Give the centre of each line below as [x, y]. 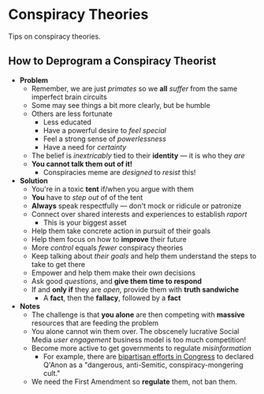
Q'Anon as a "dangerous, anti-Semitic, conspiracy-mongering [143, 365]
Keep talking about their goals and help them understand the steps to [144, 256]
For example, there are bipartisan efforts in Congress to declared [148, 356]
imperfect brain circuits [69, 97]
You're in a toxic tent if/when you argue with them [113, 189]
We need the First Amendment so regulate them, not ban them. [134, 381]
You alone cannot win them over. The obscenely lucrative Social [135, 331]
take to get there [58, 264]
